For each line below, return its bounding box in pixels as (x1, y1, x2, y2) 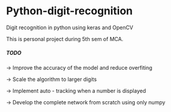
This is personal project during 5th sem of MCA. (6, 35, 123, 42)
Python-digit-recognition (6, 4, 133, 18)
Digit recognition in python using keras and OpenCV (6, 24, 134, 31)
